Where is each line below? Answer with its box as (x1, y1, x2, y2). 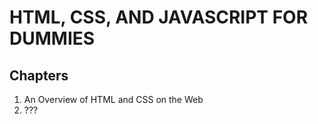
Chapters (9, 67, 69, 84)
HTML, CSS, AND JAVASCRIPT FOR (9, 6, 309, 29)
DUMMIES (9, 27, 96, 50)
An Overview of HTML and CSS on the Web (23, 94, 204, 105)
